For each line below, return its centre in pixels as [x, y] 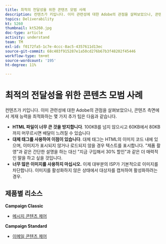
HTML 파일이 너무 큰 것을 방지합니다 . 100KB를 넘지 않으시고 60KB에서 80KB [86, 127]
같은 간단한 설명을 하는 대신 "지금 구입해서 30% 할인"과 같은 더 [84, 152]
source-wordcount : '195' [31, 61]
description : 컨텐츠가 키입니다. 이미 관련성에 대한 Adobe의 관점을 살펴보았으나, [79, 14]
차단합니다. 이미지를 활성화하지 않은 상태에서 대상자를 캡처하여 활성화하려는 [85, 170]
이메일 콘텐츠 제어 [29, 236]
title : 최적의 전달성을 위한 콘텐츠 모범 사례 [45, 10]
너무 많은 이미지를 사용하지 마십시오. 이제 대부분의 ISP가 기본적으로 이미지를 [85, 164]
